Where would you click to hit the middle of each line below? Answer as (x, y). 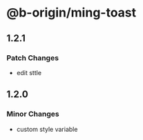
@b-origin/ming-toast (71, 13)
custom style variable (47, 129)
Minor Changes (33, 114)
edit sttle (29, 72)
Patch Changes (33, 58)
